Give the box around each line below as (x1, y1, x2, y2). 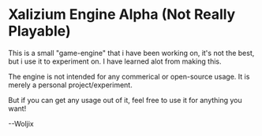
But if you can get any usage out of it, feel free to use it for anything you (8, 95, 242, 105)
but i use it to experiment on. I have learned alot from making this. (8, 57, 222, 66)
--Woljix (8, 119, 34, 128)
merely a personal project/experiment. (8, 80, 133, 90)
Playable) (8, 22, 71, 40)
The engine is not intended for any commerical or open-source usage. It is (8, 72, 250, 81)
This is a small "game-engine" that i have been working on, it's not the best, (8, 48, 255, 57)
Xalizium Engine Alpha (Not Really (8, 6, 236, 24)
